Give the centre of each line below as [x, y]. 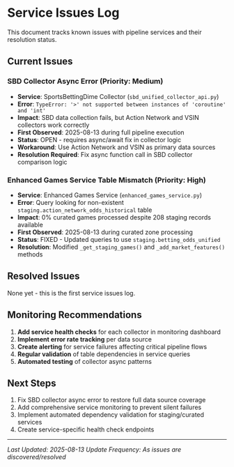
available [30, 224]
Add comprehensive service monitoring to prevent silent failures [109, 407]
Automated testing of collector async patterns [84, 361]
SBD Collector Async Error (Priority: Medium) [85, 82]
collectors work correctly [53, 125]
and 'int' [32, 110]
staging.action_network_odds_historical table [85, 210]
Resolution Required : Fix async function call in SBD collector [105, 154]
